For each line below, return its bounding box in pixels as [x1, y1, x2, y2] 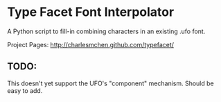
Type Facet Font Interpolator [7, 4, 175, 20]
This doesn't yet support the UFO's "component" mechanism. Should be [7, 79, 214, 87]
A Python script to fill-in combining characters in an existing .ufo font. [7, 27, 206, 35]
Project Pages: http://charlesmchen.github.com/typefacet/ [7, 40, 175, 49]
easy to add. [7, 86, 43, 94]
